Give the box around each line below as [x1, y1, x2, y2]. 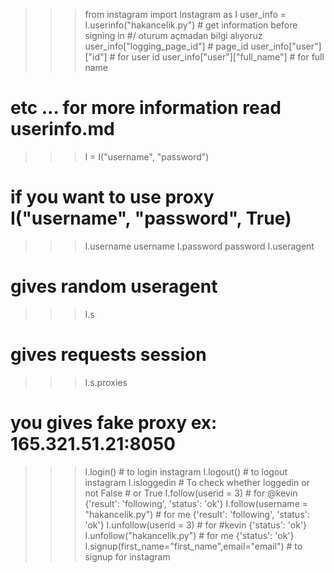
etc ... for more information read [10, 97, 282, 119]
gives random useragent [10, 275, 218, 298]
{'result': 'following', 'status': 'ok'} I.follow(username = [84, 497, 308, 509]
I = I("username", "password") [84, 150, 210, 163]
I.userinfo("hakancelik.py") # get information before [84, 19, 298, 31]
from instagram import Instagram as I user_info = [84, 9, 287, 20]
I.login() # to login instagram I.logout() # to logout [84, 465, 288, 478]
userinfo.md [10, 118, 115, 141]
